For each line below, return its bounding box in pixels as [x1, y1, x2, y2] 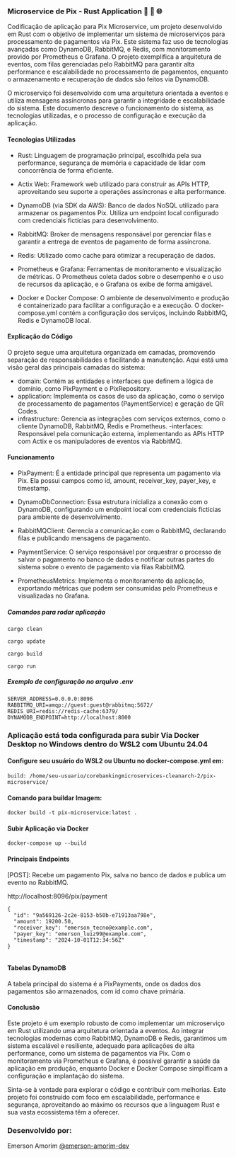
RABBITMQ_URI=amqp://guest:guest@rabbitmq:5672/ [7, 701, 153, 709]
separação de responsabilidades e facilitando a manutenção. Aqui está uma [7, 355, 228, 364]
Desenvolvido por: [7, 1125, 72, 1135]
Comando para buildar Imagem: [7, 793, 102, 802]
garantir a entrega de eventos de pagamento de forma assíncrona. [17, 237, 211, 246]
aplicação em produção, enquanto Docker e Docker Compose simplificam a [7, 1064, 228, 1072]
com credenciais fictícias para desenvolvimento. [17, 216, 159, 224]
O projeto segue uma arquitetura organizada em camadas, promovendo [7, 348, 216, 356]
